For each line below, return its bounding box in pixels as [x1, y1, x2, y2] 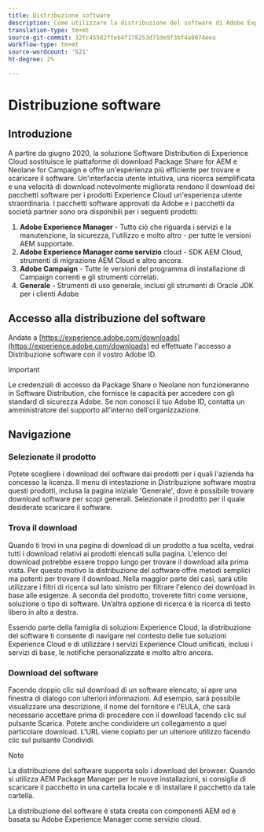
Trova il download [8, 523, 78, 534]
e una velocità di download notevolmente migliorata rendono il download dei [8, 182, 255, 191]
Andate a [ [8, 332, 42, 342]
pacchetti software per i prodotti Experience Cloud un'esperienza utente [8, 190, 243, 199]
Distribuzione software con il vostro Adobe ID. [8, 349, 157, 359]
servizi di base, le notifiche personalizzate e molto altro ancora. [8, 647, 214, 657]
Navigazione [8, 428, 71, 442]
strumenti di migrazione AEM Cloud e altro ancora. [19, 255, 183, 264]
